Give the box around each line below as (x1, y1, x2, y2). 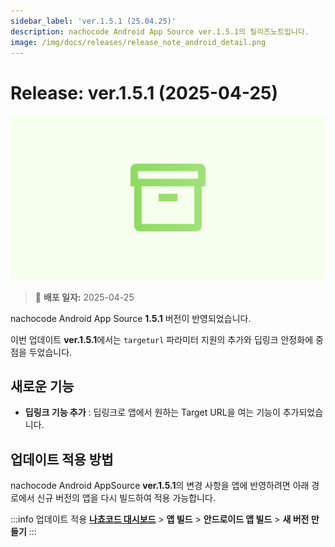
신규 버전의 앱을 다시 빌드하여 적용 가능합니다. (36, 492, 216, 504)
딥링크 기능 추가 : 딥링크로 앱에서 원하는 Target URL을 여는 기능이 (24, 406, 281, 419)
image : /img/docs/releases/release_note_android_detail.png (10, 37, 267, 47)
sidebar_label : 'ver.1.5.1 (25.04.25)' (10, 16, 177, 26)
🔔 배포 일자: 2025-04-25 (34, 291, 135, 303)
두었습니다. (28, 346, 73, 358)
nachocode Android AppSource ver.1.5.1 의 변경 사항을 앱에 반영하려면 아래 (10, 480, 310, 492)
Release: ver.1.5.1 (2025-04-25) (10, 81, 278, 104)
